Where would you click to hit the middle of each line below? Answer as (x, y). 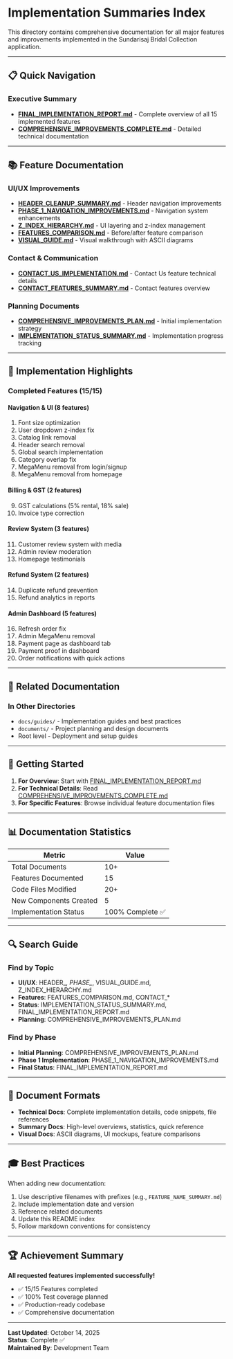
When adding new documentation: (57, 1183)
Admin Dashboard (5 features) (53, 613)
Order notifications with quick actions (71, 658)
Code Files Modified (44, 889)
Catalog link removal (47, 438)
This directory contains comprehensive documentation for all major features (116, 32)
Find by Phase (32, 1038)
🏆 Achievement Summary (66, 1255)
